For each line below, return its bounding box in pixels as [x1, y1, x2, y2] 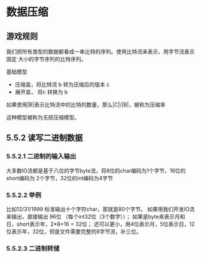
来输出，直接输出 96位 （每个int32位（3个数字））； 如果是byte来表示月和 [6, 213, 185, 220]
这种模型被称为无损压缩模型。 [6, 114, 80, 121]
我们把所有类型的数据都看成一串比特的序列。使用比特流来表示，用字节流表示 [6, 48, 195, 55]
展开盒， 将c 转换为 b [14, 88, 68, 96]
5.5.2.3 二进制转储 [6, 244, 60, 253]
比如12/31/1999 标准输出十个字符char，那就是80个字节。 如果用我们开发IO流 [6, 205, 195, 213]
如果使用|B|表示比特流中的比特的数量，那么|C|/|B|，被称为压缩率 [6, 101, 166, 108]
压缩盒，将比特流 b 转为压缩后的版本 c [14, 81, 110, 88]
